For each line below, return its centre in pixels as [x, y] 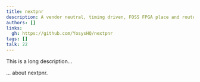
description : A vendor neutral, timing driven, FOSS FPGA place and [93, 17]
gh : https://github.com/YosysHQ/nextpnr [62, 34]
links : [14, 28]
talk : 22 [17, 45]
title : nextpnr [25, 12]
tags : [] [17, 39]
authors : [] [21, 22]
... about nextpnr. [27, 73]
